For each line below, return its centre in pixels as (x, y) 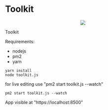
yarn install (18, 71)
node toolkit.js (22, 75)
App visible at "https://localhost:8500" (44, 102)
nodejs (19, 51)
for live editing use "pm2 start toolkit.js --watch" (54, 84)
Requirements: (20, 41)
